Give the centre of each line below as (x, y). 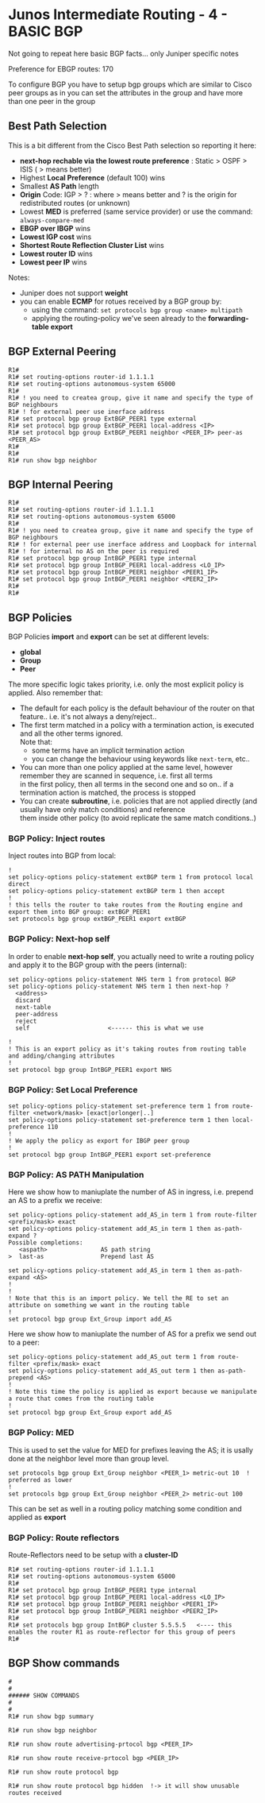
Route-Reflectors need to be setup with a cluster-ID (93, 1554)
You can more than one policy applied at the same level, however (126, 768)
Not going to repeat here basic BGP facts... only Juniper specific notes (124, 53)
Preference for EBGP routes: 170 (61, 68)
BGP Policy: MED (41, 1433)
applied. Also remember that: (56, 693)
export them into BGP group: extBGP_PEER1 (79, 912)
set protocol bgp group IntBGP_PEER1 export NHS (90, 1070)
